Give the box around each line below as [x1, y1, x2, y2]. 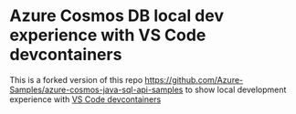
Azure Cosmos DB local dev [9, 5, 224, 26]
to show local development [185, 84, 287, 95]
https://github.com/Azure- [144, 74, 244, 85]
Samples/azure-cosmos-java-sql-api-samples [9, 84, 184, 95]
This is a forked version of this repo [9, 74, 143, 85]
